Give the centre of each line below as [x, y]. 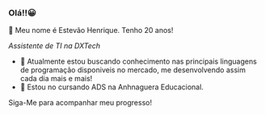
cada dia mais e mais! [56, 79]
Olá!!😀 [22, 13]
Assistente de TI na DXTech [55, 46]
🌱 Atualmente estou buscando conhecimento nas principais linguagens [138, 62]
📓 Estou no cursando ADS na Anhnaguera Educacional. [112, 87]
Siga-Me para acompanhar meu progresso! [80, 103]
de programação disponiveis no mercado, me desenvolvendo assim [133, 70]
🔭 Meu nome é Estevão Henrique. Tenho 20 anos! [91, 31]
